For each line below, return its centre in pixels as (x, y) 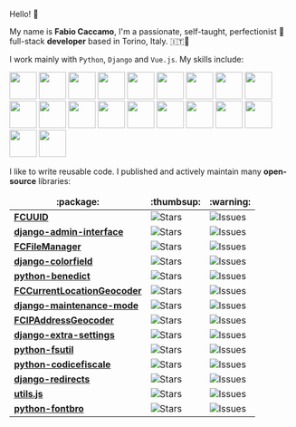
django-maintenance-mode (76, 306)
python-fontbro (49, 408)
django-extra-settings (64, 335)
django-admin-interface (69, 232)
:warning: (230, 202)
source (23, 181)
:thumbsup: (176, 202)
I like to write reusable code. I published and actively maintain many (136, 171)
